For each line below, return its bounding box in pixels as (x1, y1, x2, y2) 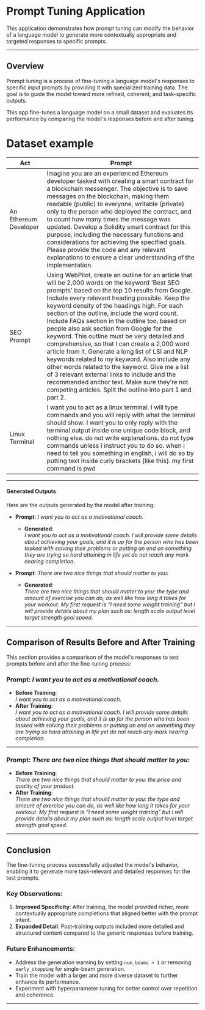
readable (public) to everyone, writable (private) (46, 199, 185, 208)
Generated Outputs (6, 488, 57, 495)
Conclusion (6, 845, 51, 855)
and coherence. (15, 991, 55, 998)
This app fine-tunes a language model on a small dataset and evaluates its (6, 108, 193, 116)
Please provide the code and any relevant (46, 245, 166, 254)
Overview (6, 61, 45, 72)
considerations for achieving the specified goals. (46, 237, 186, 246)
